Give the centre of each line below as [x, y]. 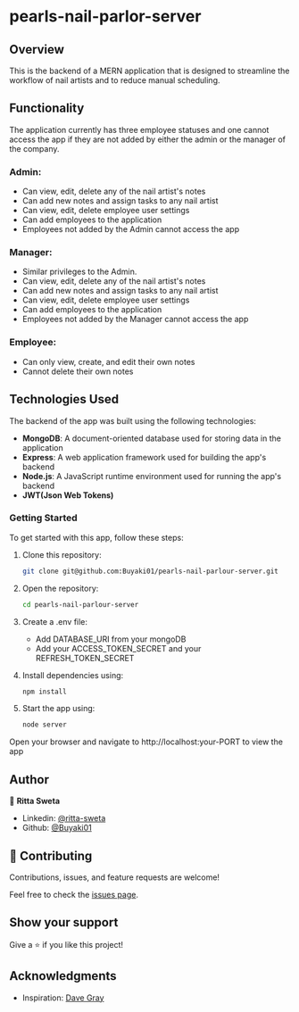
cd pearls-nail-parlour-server [80, 604]
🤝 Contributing [51, 855]
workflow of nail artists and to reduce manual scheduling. [115, 80]
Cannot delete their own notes [78, 371]
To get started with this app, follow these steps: [97, 537]
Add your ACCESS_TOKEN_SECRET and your [118, 648]
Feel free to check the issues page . [74, 894]
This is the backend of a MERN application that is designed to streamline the [149, 71]
